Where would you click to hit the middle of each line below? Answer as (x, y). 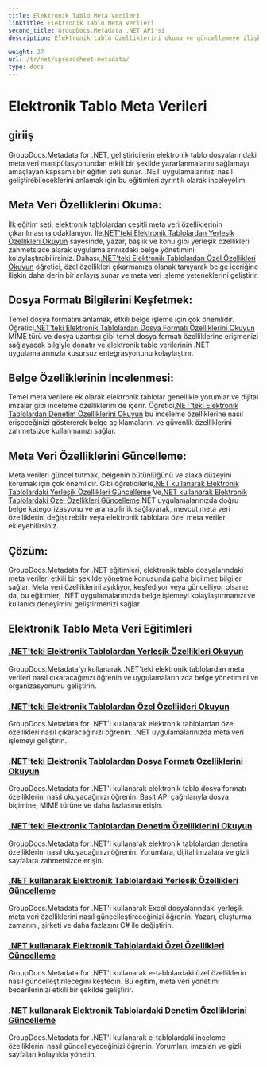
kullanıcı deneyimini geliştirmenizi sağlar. (75, 604)
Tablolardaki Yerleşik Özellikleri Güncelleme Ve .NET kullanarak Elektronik (128, 492)
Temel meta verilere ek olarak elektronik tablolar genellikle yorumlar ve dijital (133, 397)
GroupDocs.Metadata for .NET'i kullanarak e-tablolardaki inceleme (117, 1038)
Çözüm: (28, 551)
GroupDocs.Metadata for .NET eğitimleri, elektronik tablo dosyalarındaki (126, 570)
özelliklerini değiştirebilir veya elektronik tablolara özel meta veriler (117, 517)
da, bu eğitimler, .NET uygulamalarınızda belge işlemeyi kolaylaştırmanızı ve (132, 595)
